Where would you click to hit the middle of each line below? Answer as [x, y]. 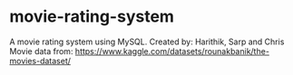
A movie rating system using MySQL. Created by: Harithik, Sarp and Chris [147, 42]
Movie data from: [41, 51]
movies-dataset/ [40, 61]
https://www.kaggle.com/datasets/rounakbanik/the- [172, 51]
